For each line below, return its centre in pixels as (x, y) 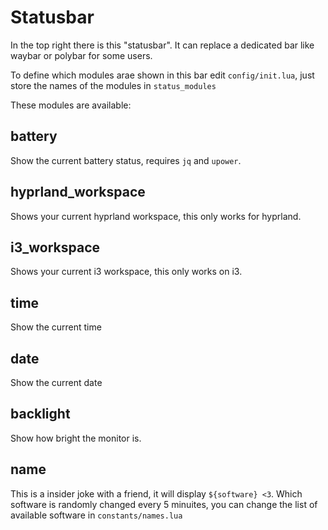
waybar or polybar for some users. (81, 55)
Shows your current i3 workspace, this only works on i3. (126, 272)
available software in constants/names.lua (96, 515)
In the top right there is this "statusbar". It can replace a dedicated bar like (162, 45)
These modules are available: (71, 105)
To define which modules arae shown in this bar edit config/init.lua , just (162, 75)
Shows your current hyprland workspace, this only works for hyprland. (156, 216)
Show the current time (56, 327)
